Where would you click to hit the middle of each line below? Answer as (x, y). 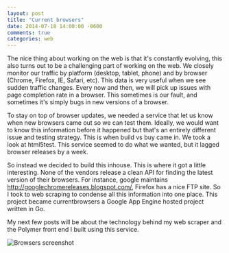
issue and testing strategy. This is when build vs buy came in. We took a (109, 137)
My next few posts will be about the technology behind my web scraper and (114, 222)
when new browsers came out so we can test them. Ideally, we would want (113, 123)
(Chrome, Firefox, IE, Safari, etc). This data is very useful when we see (107, 80)
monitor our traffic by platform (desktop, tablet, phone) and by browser (107, 73)
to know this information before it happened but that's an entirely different (111, 130)
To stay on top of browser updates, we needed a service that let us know (110, 116)
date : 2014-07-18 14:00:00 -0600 (55, 26)
